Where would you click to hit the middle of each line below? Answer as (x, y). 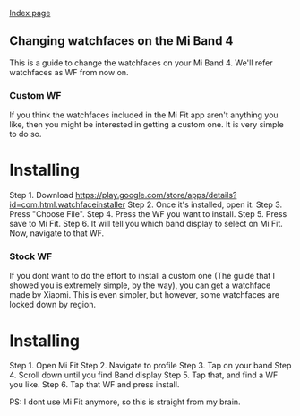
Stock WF (31, 256)
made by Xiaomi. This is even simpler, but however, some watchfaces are (145, 295)
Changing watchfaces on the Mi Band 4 (121, 41)
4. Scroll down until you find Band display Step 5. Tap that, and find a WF (144, 375)
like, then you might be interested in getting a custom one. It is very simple (146, 125)
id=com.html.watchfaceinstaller (68, 204)
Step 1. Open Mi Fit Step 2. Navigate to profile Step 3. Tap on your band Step (150, 366)
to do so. (26, 134)
